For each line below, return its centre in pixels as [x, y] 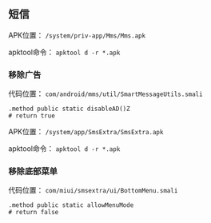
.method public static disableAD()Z [69, 109]
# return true [32, 116]
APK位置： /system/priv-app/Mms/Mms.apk [77, 35]
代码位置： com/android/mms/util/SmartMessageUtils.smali [105, 94]
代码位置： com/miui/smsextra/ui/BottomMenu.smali [93, 190]
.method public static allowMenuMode [71, 205]
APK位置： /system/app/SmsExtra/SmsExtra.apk [86, 132]
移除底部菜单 [33, 172]
